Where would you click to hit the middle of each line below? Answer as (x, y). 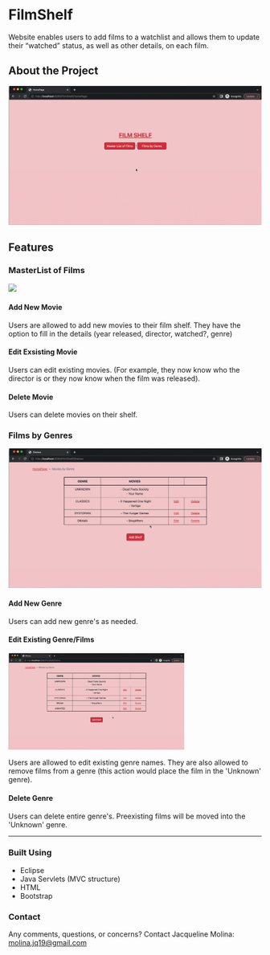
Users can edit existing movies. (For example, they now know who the (124, 369)
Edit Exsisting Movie (43, 352)
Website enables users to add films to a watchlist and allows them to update (134, 37)
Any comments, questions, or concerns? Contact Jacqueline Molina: (121, 934)
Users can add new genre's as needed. (73, 621)
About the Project (53, 71)
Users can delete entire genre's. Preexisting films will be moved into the (127, 816)
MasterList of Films (47, 271)
